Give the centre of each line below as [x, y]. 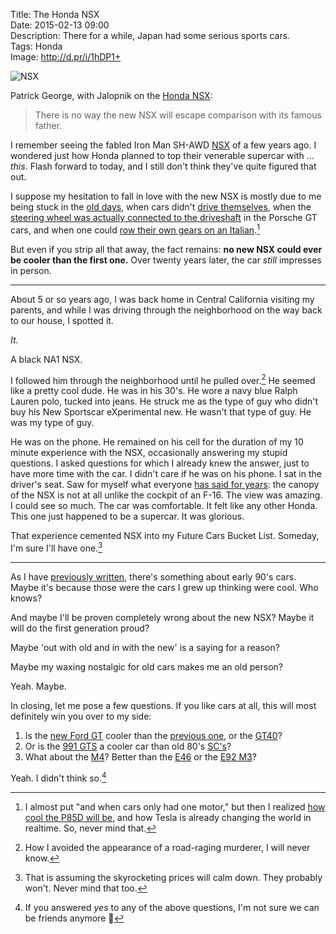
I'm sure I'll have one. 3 [56, 547]
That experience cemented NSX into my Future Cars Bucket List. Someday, [165, 536]
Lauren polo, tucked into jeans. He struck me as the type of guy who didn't [164, 401]
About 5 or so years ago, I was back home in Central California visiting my [162, 299]
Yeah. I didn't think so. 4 [58, 777]
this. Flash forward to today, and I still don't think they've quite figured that [163, 166]
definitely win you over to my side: [81, 716]
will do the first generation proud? [80, 628]
